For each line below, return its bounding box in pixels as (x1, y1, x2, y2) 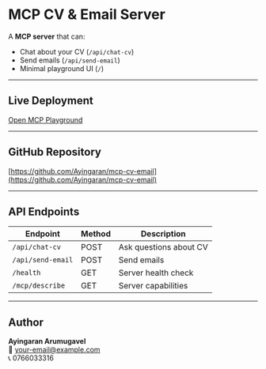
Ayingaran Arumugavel (8, 337, 86, 346)
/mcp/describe (12, 281, 66, 290)
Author (8, 315, 44, 329)
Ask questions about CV (118, 242, 208, 253)
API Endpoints (8, 205, 80, 218)
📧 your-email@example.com (8, 345, 101, 355)
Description (141, 228, 186, 239)
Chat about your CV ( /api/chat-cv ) (19, 47, 135, 56)
